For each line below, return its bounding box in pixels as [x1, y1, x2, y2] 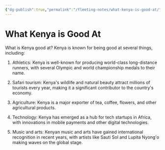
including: [5, 50, 26, 56]
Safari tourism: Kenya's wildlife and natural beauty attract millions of [12, 79, 151, 85]
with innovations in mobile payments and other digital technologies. [12, 119, 149, 125]
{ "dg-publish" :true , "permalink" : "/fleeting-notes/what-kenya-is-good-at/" [5, 7, 162, 12]
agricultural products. [12, 104, 56, 111]
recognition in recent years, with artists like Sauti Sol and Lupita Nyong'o [12, 134, 160, 140]
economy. [12, 90, 33, 96]
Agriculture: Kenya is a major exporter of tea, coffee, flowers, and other [12, 99, 157, 105]
